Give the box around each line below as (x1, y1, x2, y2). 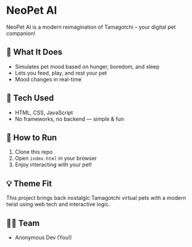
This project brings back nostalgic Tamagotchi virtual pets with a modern (6, 194, 187, 202)
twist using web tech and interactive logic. (6, 201, 111, 208)
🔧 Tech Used (6, 93, 54, 103)
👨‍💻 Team (6, 218, 40, 228)
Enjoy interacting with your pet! (14, 161, 92, 168)
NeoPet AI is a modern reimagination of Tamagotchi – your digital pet (6, 23, 176, 31)
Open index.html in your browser (14, 155, 97, 162)
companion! (6, 29, 36, 36)
